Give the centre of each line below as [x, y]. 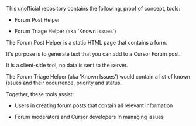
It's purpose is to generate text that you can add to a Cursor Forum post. [93, 54]
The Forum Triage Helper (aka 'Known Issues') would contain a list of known [98, 76]
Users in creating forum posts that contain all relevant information [94, 105]
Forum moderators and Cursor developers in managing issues [89, 117]
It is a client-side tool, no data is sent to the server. [67, 65]
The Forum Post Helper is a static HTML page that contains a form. [87, 42]
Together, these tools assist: [40, 94]
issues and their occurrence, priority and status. [64, 83]
